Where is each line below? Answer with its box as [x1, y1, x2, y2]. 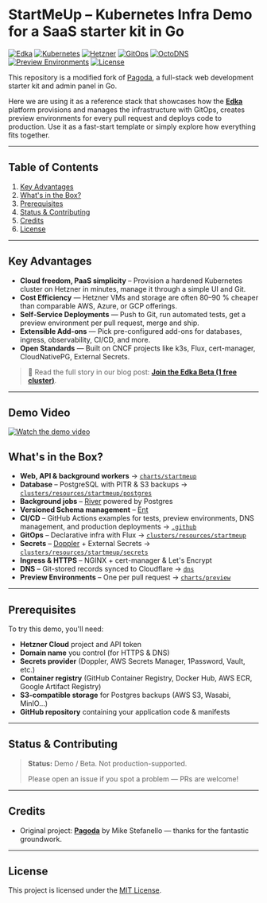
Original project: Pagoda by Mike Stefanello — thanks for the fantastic [19, 825, 249, 835]
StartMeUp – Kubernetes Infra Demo [8, 6, 253, 24]
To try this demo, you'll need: [8, 624, 104, 634]
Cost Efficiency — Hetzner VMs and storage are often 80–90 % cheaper [19, 293, 259, 302]
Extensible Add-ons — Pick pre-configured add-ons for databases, [19, 326, 242, 335]
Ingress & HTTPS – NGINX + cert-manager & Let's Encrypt [19, 556, 212, 565]
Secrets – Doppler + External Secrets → [19, 539, 151, 548]
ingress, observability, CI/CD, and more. [19, 335, 151, 344]
